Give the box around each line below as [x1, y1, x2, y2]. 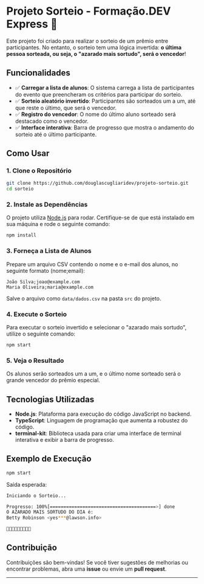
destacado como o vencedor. [15, 117, 89, 125]
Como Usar [6, 148, 50, 159]
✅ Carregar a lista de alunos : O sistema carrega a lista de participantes [15, 84, 195, 91]
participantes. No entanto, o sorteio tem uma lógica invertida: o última [6, 44, 182, 51]
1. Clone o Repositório [6, 167, 72, 175]
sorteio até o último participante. [15, 131, 97, 138]
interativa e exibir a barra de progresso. [15, 436, 114, 443]
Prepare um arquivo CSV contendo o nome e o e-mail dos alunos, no [6, 260, 178, 268]
